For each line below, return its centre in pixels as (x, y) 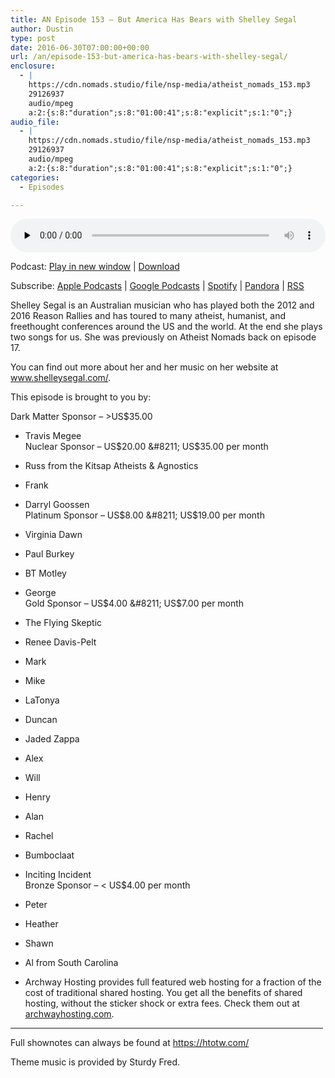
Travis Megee (53, 436)
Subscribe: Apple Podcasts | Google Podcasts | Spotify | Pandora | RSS (157, 286)
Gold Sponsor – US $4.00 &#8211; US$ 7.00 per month (134, 603)
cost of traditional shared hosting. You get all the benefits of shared (163, 993)
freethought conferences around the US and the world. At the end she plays (166, 327)
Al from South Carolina (71, 963)
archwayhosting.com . (69, 1014)
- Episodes (42, 187)
